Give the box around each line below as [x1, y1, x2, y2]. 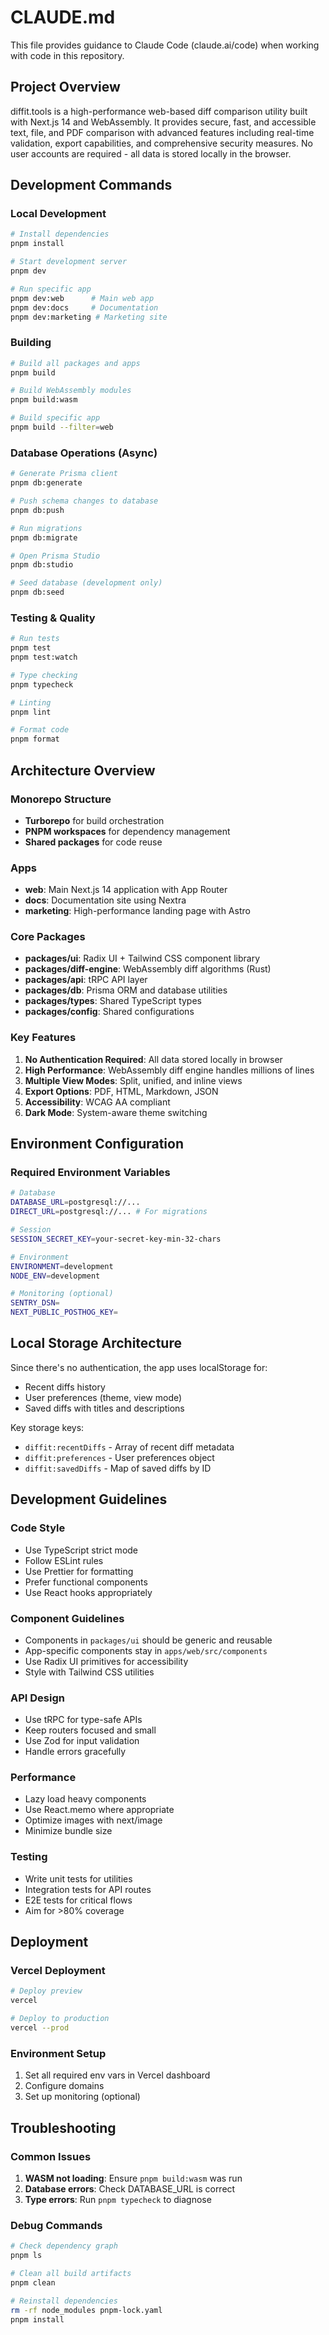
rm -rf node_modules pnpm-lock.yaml [10, 2305, 163, 2315]
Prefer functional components [24, 1576, 148, 1588]
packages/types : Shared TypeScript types [24, 995, 202, 1007]
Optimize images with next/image [24, 1814, 163, 1826]
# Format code [10, 725, 70, 735]
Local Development [10, 207, 107, 221]
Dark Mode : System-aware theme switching [24, 1106, 208, 1118]
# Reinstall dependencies [10, 2296, 118, 2306]
